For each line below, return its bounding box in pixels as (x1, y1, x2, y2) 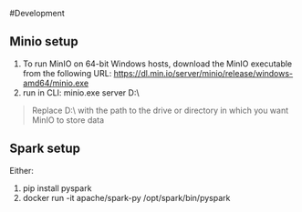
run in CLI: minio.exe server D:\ (22, 86, 140, 98)
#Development (9, 8, 66, 18)
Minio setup (9, 34, 79, 49)
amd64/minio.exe (22, 77, 89, 88)
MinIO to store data (31, 114, 105, 126)
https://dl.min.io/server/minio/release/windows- (113, 67, 294, 78)
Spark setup (9, 141, 80, 156)
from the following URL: (22, 67, 112, 78)
